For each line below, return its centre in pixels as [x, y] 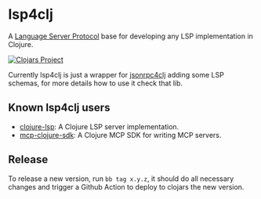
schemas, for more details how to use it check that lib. [95, 83]
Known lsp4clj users [59, 108]
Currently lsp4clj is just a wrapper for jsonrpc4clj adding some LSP [116, 74]
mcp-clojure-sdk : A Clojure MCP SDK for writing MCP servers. [120, 135]
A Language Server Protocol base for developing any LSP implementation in [130, 36]
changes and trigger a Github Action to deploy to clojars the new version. [126, 186]
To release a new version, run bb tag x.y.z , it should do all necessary [121, 179]
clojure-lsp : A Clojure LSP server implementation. [99, 126]
